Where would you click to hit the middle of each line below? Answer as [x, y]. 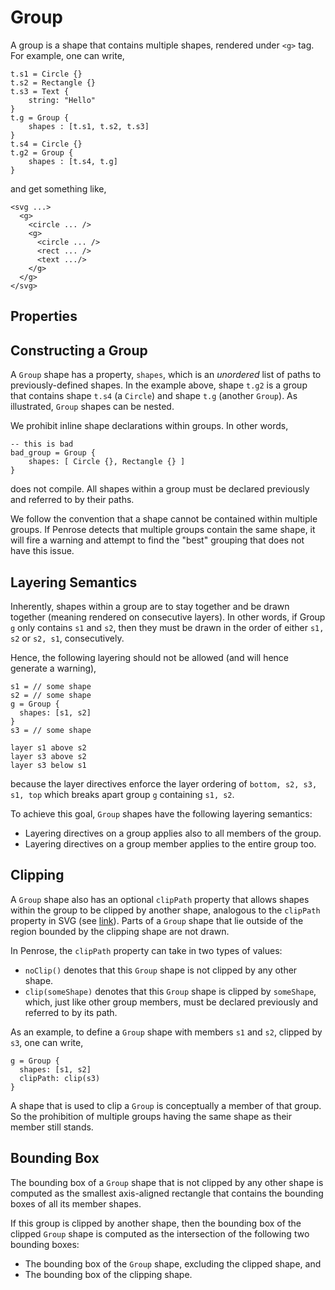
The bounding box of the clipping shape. [108, 1274]
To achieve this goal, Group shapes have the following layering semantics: [161, 813]
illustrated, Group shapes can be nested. [92, 407]
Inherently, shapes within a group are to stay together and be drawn [150, 606]
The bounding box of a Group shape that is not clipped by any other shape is [167, 1182]
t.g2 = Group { [42, 152]
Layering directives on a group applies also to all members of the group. [173, 833]
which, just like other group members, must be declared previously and [171, 1002]
